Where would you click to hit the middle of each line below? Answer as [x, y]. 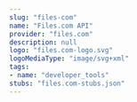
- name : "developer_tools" [59, 75]
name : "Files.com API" [51, 26]
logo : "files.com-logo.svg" [61, 51]
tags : [19, 67]
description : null [43, 42]
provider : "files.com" [51, 34]
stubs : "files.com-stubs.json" [67, 83]
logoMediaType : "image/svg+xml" [69, 59]
